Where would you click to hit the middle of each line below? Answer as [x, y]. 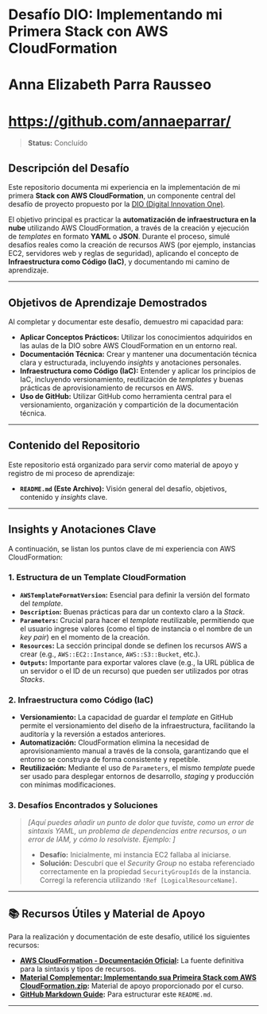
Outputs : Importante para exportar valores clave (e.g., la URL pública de [137, 662]
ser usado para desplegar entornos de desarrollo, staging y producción [137, 776]
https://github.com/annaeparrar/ [120, 121]
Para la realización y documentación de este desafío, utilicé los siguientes [129, 937]
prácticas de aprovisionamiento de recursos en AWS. [107, 388]
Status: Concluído [58, 143]
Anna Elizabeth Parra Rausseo [110, 85]
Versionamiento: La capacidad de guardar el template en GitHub [126, 718]
